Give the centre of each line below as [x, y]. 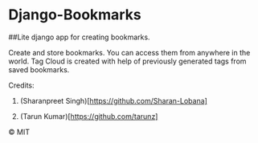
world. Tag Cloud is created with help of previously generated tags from [127, 61]
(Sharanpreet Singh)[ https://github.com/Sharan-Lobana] [113, 100]
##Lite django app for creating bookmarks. [79, 37]
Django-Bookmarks [75, 15]
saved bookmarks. [39, 69]
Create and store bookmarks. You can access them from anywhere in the [129, 52]
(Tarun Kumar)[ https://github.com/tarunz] [89, 116]
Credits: [21, 85]
